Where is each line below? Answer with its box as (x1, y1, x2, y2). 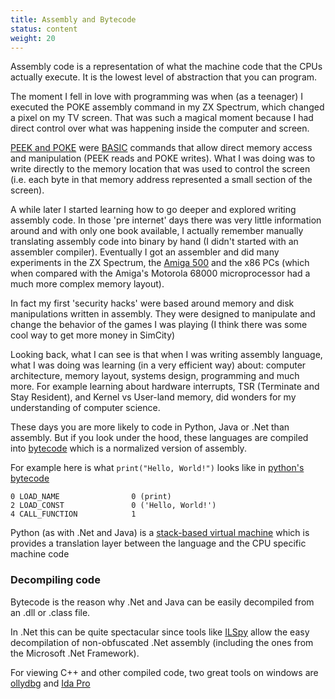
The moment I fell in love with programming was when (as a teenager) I (10, 91, 304, 103)
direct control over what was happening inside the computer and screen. (10, 122, 310, 135)
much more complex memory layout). (10, 278, 165, 290)
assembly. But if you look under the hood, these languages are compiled (10, 432, 309, 444)
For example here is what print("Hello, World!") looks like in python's (10, 462, 305, 474)
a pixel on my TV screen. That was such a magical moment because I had (10, 112, 314, 124)
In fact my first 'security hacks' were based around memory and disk (10, 297, 295, 310)
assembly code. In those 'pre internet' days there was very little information (10, 214, 322, 226)
